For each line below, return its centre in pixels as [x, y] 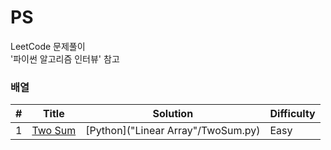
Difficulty [292, 114]
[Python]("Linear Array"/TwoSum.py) [173, 131]
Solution [173, 114]
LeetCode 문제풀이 [48, 46]
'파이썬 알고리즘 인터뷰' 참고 [65, 58]
